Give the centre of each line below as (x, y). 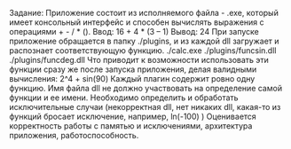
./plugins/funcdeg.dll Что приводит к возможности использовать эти (139, 60)
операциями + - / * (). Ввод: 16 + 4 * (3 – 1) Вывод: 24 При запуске (134, 31)
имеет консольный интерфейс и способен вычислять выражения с (137, 22)
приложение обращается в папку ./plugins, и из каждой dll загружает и (144, 41)
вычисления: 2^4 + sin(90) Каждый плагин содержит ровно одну (132, 78)
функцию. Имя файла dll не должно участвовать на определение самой (145, 88)
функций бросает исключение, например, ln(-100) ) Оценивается (133, 116)
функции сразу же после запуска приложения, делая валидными (133, 69)
